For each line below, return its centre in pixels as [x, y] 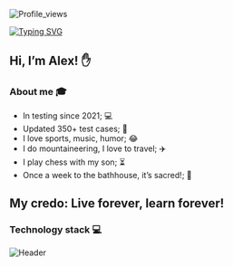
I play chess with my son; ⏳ [73, 162]
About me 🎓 [38, 92]
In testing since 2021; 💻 [68, 115]
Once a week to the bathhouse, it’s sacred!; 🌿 [107, 175]
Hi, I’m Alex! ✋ [50, 61]
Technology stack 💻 [56, 229]
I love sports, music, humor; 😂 [80, 138]
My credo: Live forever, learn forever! [117, 204]
